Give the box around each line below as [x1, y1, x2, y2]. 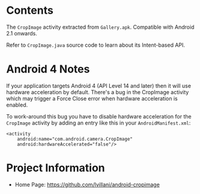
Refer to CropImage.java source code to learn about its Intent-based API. [6, 41, 185, 48]
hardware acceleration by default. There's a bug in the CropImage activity [6, 88, 189, 96]
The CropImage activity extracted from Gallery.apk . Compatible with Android [6, 23, 195, 31]
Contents [6, 4, 54, 17]
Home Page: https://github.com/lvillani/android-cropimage [14, 181, 160, 188]
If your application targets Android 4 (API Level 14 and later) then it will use [6, 82, 191, 89]
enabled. [6, 101, 28, 108]
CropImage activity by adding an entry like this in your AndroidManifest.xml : [6, 119, 191, 126]
